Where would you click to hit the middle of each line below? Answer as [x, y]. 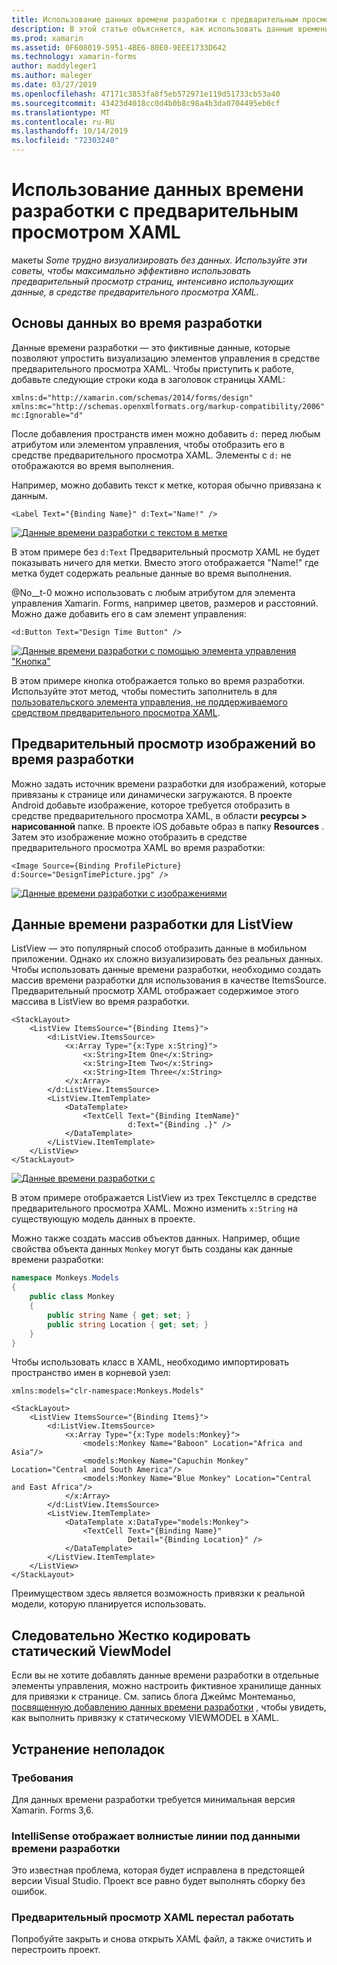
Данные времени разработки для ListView [152, 924]
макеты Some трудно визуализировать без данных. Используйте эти [159, 260]
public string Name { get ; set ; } [119, 1315]
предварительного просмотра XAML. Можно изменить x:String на [154, 1208]
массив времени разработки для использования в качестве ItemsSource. [169, 980]
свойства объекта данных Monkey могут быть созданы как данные [152, 1249]
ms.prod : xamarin [47, 38]
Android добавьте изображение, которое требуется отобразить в [151, 805]
